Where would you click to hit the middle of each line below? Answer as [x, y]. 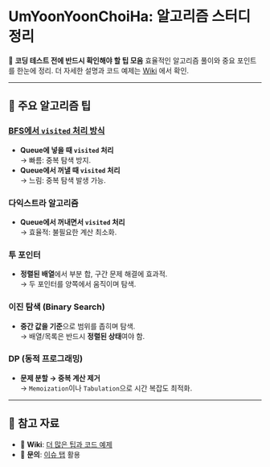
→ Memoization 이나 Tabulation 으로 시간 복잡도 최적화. [106, 388]
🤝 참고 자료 [34, 424]
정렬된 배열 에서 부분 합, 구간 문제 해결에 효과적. [94, 274]
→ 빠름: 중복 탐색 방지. [55, 160]
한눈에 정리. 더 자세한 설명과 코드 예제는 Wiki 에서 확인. [103, 70]
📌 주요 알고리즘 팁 [49, 106]
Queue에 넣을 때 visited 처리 [67, 150]
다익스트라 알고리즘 [43, 203]
